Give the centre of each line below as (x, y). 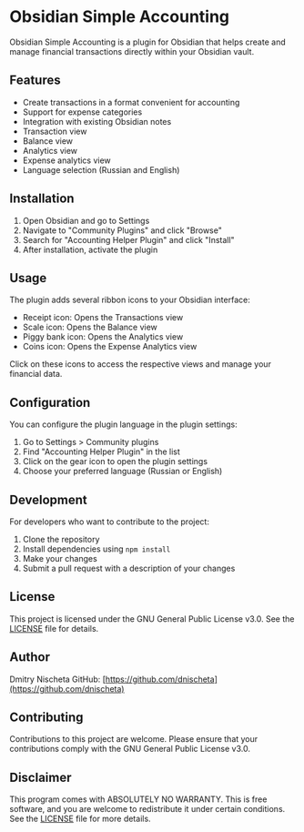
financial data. (36, 374)
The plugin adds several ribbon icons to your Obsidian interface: (130, 300)
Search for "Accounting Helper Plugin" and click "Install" (128, 239)
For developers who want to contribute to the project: (109, 522)
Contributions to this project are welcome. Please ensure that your (134, 739)
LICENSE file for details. (54, 628)
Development (49, 499)
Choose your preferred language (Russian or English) (122, 472)
